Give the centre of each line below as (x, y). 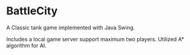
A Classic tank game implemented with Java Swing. (70, 27)
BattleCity (32, 11)
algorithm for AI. (26, 45)
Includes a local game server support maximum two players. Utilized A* (95, 39)
